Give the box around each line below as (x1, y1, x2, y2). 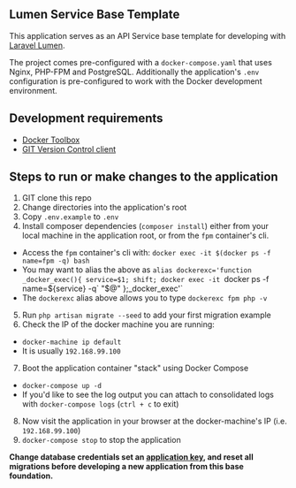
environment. (9, 85, 57, 95)
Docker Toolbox (21, 134, 80, 145)
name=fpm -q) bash (21, 256, 90, 266)
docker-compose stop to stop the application (21, 435, 181, 446)
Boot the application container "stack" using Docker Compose (21, 362, 249, 374)
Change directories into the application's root (21, 202, 187, 213)
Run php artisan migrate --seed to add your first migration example (21, 309, 272, 321)
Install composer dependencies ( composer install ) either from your (21, 221, 269, 232)
